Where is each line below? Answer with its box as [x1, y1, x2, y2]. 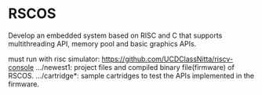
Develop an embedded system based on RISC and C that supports [8, 31, 223, 40]
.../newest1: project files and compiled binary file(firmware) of [35, 62, 235, 71]
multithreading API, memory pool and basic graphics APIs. [8, 38, 197, 48]
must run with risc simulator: [8, 54, 100, 64]
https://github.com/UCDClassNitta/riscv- [101, 54, 234, 64]
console [8, 62, 35, 71]
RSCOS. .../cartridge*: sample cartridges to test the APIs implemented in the [8, 71, 255, 80]
